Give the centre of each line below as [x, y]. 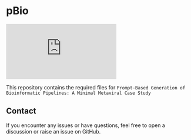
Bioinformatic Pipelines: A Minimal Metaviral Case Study [78, 93]
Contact [21, 111]
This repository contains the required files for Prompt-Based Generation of [96, 87]
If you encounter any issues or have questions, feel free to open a [86, 125]
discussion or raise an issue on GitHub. [53, 131]
